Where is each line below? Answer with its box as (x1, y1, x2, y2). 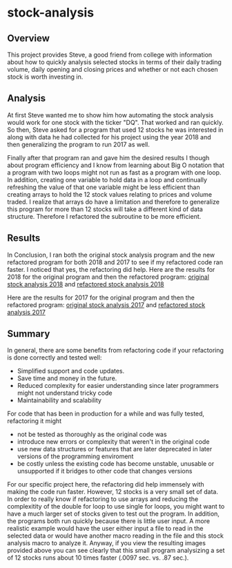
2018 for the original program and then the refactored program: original (7, 273, 209, 281)
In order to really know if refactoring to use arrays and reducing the (7, 495, 199, 503)
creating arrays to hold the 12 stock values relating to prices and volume (7, 190, 213, 198)
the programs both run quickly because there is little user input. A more (7, 517, 211, 525)
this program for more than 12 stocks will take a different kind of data (7, 205, 204, 213)
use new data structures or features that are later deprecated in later (17, 445, 213, 453)
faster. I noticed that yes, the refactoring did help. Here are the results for (7, 265, 215, 273)
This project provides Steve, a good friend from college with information (7, 50, 213, 59)
